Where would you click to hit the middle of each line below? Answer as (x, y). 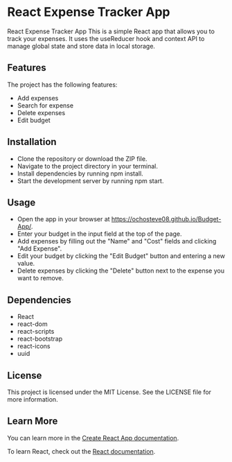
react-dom (32, 324)
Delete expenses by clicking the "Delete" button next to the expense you (121, 271)
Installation (32, 142)
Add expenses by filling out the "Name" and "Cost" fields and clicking (117, 241)
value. (26, 264)
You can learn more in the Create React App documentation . (93, 438)
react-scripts (36, 332)
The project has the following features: (62, 85)
